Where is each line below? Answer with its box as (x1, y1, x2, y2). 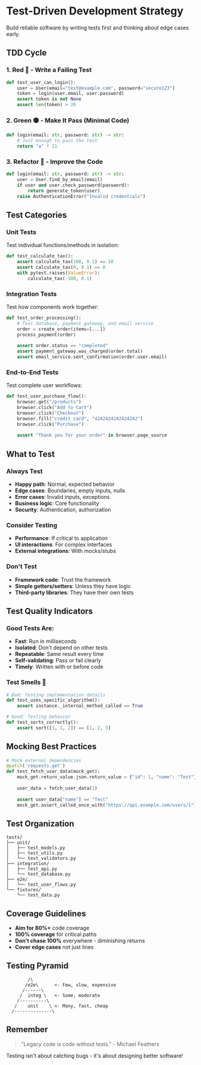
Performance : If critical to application (14, 535, 108, 542)
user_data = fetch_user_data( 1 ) (17, 785, 98, 791)
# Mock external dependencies (6, 757, 82, 763)
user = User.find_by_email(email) (17, 177, 103, 183)
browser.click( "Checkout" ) (17, 410, 84, 416)
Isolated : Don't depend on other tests (14, 644, 108, 651)
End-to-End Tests (6, 368, 59, 376)
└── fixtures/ (6, 887, 42, 893)
